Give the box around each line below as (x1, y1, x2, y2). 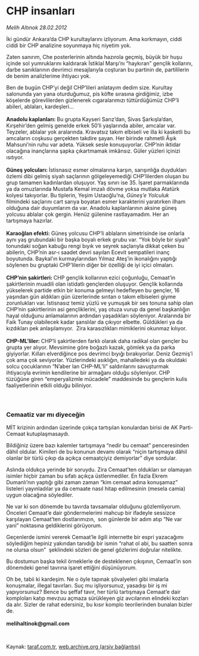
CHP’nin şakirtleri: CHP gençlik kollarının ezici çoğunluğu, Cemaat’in (6, 274, 176, 281)
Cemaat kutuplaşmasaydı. (6, 431, 70, 438)
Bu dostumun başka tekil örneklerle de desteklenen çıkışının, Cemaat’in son (6, 558, 192, 565)
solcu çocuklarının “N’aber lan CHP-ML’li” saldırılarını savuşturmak (6, 363, 169, 370)
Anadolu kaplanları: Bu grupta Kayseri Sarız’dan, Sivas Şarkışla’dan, (6, 115, 174, 123)
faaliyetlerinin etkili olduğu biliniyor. (6, 382, 92, 389)
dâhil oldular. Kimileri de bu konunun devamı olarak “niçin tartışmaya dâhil (6, 448, 188, 456)
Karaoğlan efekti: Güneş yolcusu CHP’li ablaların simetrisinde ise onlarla (6, 230, 185, 237)
